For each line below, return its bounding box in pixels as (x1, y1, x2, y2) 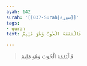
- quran (6, 25, 26, 32)
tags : (6, 20, 20, 26)
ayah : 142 (6, 8, 31, 15)
